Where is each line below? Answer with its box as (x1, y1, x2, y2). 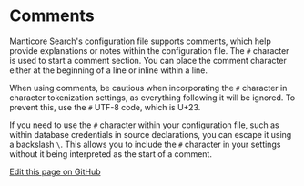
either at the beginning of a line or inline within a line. (9, 65, 208, 76)
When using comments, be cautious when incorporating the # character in (9, 82, 288, 93)
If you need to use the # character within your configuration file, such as (9, 119, 279, 130)
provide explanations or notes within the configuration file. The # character (9, 45, 289, 56)
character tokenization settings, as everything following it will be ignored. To (9, 92, 296, 103)
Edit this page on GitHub (9, 166, 102, 177)
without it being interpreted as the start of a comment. (9, 148, 212, 160)
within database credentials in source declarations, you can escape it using (9, 129, 292, 139)
